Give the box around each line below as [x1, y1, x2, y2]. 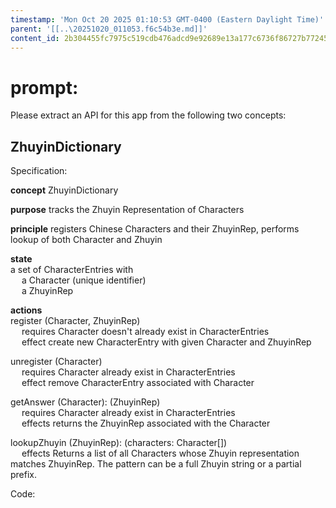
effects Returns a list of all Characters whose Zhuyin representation [21, 447, 300, 460]
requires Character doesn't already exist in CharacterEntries [21, 326, 270, 338]
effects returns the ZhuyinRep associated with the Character [21, 417, 271, 430]
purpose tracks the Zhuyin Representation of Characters [10, 204, 245, 216]
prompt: [10, 76, 79, 99]
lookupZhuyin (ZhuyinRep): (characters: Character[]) [10, 437, 228, 449]
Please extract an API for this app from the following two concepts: [10, 109, 287, 121]
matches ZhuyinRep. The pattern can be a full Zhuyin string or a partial [10, 458, 302, 470]
